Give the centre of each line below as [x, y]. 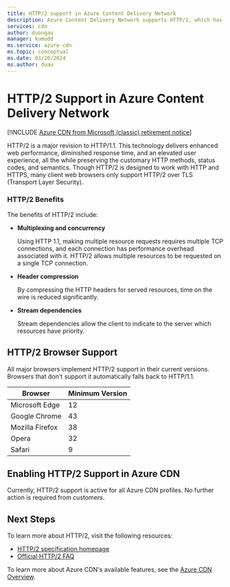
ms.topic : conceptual [38, 52]
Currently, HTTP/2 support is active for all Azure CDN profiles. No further [111, 490]
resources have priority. [50, 331]
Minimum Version [98, 393]
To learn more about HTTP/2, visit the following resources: [90, 536]
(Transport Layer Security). [45, 182]
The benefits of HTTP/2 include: [53, 214]
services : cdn [27, 26]
